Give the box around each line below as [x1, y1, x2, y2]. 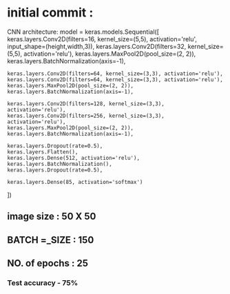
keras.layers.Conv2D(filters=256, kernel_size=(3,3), [7, 112, 165, 119]
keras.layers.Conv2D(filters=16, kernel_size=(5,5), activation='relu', [7, 34, 198, 43]
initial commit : [7, 5, 94, 21]
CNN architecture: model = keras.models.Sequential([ [7, 28, 160, 36]
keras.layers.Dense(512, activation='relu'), [7, 154, 140, 161]
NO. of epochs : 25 [7, 258, 88, 269]
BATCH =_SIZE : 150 [7, 234, 94, 246]
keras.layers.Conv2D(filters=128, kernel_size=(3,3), [7, 100, 165, 107]
